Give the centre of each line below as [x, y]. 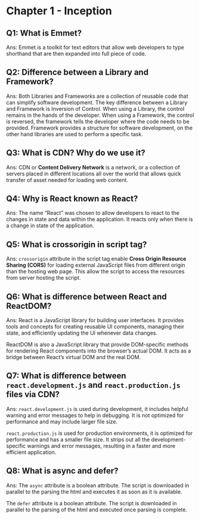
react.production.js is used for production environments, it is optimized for [99, 433]
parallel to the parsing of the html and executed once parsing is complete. [97, 509]
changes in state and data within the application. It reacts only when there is [100, 220]
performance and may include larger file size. [62, 421]
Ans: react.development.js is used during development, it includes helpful [97, 409]
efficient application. [31, 452]
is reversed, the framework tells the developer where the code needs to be [98, 121]
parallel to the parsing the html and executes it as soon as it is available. [94, 492]
